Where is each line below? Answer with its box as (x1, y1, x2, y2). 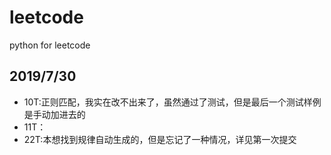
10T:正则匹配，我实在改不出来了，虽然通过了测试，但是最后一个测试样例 (23, 96, 322, 108)
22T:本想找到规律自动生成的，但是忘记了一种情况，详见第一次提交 (23, 133, 297, 145)
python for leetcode (9, 39, 91, 51)
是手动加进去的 (23, 108, 86, 120)
